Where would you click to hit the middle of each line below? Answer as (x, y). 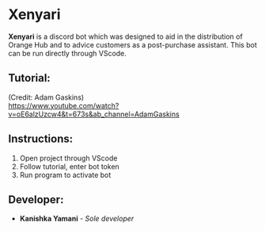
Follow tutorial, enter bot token (70, 166)
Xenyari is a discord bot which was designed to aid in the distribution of (125, 36)
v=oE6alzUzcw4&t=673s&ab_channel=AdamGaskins (94, 114)
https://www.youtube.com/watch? (64, 105)
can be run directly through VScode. (67, 53)
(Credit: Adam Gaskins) (46, 97)
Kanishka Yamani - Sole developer (77, 218)
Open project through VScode (68, 158)
